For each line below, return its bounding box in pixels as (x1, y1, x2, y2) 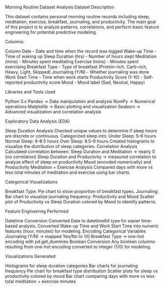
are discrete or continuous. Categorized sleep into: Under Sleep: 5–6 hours (5, 133, 157, 139)
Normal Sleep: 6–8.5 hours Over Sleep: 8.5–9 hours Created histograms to (5, 138, 155, 144)
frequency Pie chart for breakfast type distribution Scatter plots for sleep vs (5, 268, 158, 274)
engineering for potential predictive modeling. (5, 29, 97, 35)
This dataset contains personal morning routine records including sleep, (5, 14, 150, 19)
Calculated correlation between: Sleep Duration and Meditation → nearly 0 (5, 149, 155, 154)
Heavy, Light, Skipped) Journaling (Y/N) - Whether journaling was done (5, 69, 149, 75)
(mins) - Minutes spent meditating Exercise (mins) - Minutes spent (5, 59, 139, 64)
